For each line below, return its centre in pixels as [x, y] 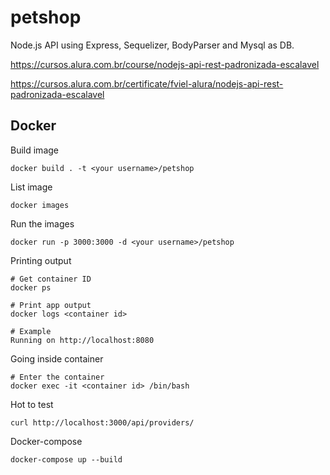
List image [31, 187]
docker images [40, 205]
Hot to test [32, 404]
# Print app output [51, 305]
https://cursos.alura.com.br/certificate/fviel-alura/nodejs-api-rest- [147, 83]
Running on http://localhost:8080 [82, 340]
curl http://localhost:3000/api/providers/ [102, 422]
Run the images [42, 223]
